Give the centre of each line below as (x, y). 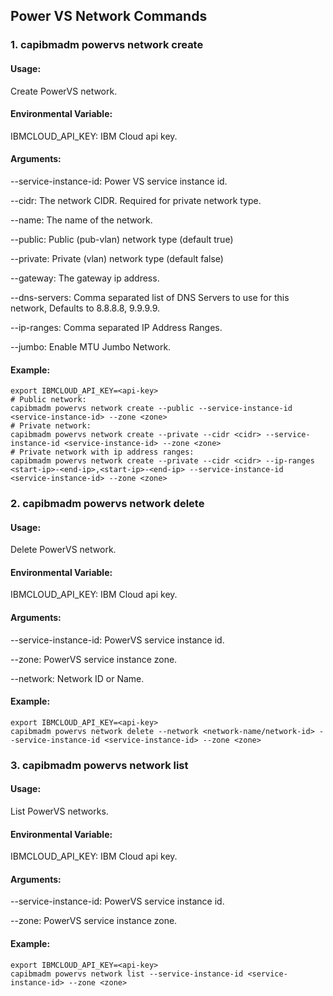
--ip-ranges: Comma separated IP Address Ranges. (116, 327)
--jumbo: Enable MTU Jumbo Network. (91, 346)
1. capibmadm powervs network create (107, 45)
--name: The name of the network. (81, 220)
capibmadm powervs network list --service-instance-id (127, 974)
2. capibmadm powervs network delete (107, 504)
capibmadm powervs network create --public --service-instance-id (151, 409)
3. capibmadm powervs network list (99, 765)
